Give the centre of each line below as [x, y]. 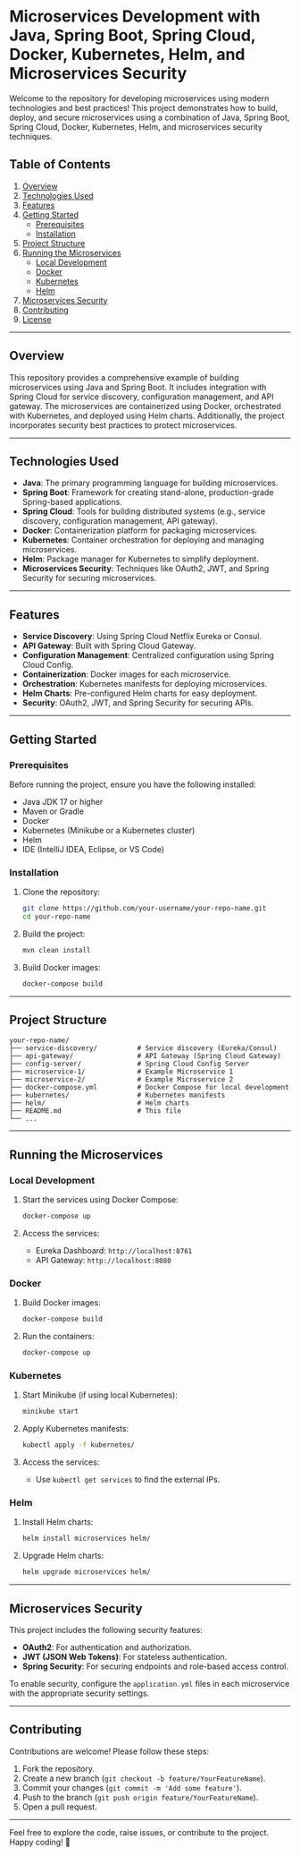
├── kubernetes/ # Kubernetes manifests [117, 1095]
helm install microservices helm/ [86, 1539]
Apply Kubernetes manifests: [75, 1429]
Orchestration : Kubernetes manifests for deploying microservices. [145, 684]
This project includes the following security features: [106, 1630]
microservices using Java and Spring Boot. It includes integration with [138, 387]
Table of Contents [60, 164]
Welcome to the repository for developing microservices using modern [139, 98]
